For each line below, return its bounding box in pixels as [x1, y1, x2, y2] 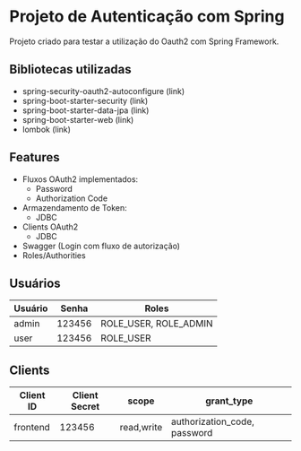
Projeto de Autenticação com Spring [9, 6, 285, 27]
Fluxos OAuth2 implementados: [21, 173, 139, 185]
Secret [71, 401, 100, 413]
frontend [13, 421, 51, 434]
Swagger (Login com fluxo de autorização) [21, 240, 181, 251]
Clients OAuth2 [21, 221, 79, 232]
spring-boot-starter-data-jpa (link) [21, 105, 150, 116]
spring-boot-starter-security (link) [21, 95, 149, 106]
